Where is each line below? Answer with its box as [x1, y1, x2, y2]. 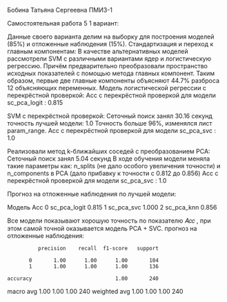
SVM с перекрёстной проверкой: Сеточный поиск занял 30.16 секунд [7, 112, 213, 120]
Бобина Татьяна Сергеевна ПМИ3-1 [7, 6, 112, 14]
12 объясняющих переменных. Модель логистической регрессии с [7, 84, 207, 92]
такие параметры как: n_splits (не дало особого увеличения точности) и [7, 162, 221, 170]
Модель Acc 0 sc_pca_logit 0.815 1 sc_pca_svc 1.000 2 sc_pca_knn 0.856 [7, 203, 217, 211]
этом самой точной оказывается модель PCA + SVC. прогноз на [7, 224, 197, 232]
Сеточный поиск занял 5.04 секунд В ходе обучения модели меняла [7, 154, 210, 163]
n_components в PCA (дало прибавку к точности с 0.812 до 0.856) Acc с [7, 169, 219, 177]
